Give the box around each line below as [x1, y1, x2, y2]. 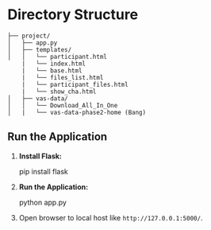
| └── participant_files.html [21, 80, 129, 88]
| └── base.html [21, 66, 82, 75]
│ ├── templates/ [7, 45, 72, 53]
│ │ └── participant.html [7, 53, 108, 60]
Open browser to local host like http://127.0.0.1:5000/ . [18, 212, 203, 222]
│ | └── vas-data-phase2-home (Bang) [7, 108, 147, 116]
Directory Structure [7, 6, 139, 24]
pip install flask [18, 166, 69, 176]
